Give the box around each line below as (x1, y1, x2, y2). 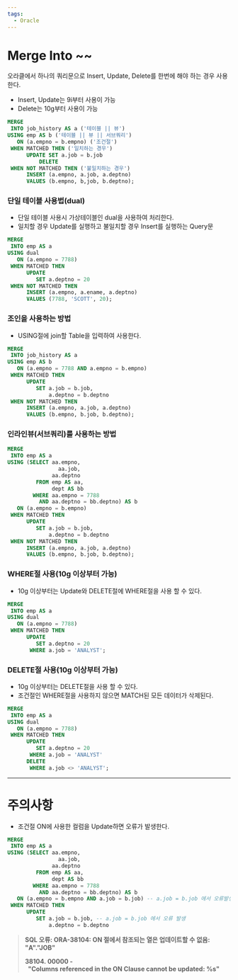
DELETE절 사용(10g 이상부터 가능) (7, 665, 118, 675)
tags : (7, 10, 23, 18)
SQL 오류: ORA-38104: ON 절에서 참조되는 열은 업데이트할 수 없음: (24, 935, 210, 944)
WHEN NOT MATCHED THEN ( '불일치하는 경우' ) (10, 164, 131, 172)
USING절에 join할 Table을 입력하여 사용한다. (17, 331, 142, 340)
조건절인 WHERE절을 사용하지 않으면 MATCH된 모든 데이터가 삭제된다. (17, 691, 214, 700)
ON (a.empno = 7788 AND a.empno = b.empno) (16, 365, 147, 372)
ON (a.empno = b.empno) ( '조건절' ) (16, 139, 118, 146)
